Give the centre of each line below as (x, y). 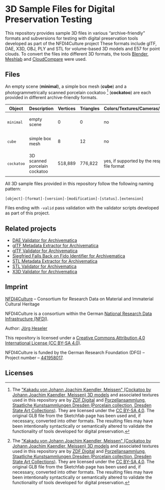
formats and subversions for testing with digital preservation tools (72, 38)
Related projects (31, 228)
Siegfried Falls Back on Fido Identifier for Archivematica (69, 256)
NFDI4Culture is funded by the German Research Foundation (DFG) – (75, 352)
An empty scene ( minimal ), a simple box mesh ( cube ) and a (66, 86)
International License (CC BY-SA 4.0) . (43, 343)
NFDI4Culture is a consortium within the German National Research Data (79, 313)
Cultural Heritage (23, 304)
